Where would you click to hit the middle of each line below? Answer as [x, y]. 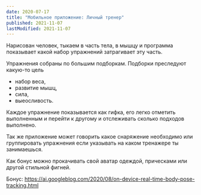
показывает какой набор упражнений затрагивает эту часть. [84, 52]
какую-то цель [25, 70]
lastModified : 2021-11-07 [38, 28]
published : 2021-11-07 [34, 23]
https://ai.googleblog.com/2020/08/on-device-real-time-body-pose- [110, 179]
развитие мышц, [36, 88]
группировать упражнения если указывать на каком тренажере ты [92, 143]
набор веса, [30, 82]
